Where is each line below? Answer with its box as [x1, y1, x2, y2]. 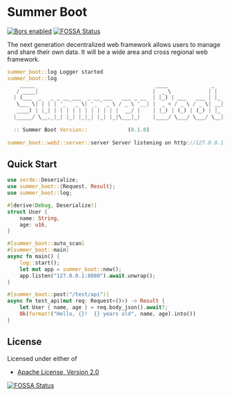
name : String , [19, 215, 60, 222]
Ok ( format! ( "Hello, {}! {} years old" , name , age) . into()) [19, 310, 196, 317]
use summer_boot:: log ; [7, 189, 72, 196]
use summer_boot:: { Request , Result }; [7, 183, 116, 190]
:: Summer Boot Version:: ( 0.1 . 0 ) [13, 126, 150, 133]
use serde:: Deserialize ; [7, 177, 79, 184]
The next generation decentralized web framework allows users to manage [7, 40, 221, 48]
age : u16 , [19, 221, 48, 228]
